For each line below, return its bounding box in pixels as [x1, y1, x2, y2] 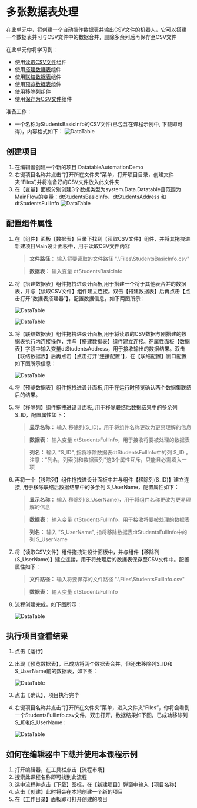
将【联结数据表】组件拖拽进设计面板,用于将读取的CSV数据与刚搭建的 [14, 330, 182, 337]
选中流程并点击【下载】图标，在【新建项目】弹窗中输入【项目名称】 [14, 781, 180, 788]
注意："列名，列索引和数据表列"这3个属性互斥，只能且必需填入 [29, 456, 182, 463]
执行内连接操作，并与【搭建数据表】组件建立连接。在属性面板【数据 [25, 338, 190, 345]
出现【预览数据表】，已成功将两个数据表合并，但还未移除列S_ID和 [14, 660, 173, 668]
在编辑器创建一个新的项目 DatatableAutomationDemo [14, 163, 143, 171]
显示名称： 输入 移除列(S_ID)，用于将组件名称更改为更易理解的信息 [29, 423, 192, 431]
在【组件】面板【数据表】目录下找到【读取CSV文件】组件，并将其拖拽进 [14, 235, 191, 242]
